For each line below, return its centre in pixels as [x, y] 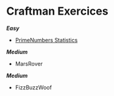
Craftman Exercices [57, 11]
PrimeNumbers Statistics [46, 40]
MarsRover [29, 64]
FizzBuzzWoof [33, 87]
